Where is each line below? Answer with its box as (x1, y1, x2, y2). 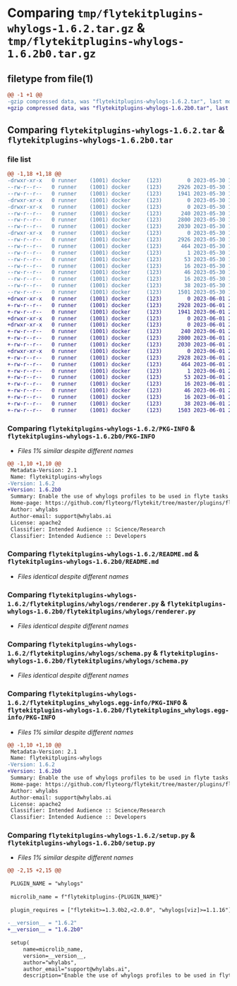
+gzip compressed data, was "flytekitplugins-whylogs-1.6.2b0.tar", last (7, 104, 229, 112)
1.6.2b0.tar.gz (7, 47, 97, 61)
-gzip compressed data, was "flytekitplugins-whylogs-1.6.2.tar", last (7, 97, 222, 105)
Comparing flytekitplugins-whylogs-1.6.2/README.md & (7, 549, 200, 559)
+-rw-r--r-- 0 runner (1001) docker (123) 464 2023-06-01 (7, 361, 226, 368)
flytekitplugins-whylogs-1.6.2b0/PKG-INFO (7, 432, 155, 440)
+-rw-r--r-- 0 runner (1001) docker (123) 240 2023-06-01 (7, 328, 226, 335)
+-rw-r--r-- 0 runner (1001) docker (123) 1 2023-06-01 (7, 367, 226, 375)
